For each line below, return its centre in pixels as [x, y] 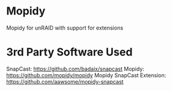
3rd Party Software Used [69, 52]
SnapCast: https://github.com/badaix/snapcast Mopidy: [75, 69]
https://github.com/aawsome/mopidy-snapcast [65, 81]
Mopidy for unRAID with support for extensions [65, 28]
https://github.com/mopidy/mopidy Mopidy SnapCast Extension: [86, 75]
